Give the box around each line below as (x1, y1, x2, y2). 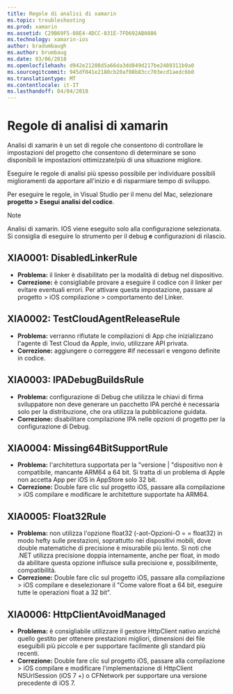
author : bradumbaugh (7, 43, 67, 49)
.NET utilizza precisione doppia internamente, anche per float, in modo (17, 551, 220, 560)
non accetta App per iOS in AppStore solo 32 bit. (17, 475, 157, 484)
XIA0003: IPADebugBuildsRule (7, 374, 145, 386)
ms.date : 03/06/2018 (7, 56, 67, 63)
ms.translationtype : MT (7, 75, 77, 82)
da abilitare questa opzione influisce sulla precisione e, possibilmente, (17, 559, 218, 567)
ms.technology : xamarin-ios (7, 36, 89, 43)
